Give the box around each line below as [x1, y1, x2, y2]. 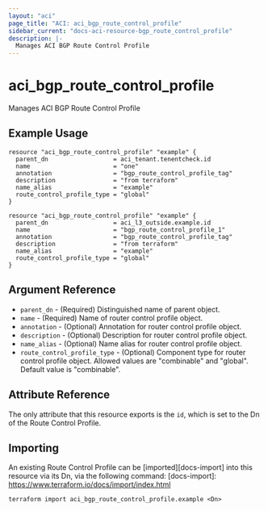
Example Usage [8, 127, 89, 140]
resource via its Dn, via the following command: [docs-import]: [8, 471, 216, 481]
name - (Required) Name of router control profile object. [19, 312, 203, 323]
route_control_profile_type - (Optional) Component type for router [19, 347, 246, 357]
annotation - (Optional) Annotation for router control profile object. [19, 321, 242, 331]
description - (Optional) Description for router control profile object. [19, 330, 248, 340]
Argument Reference [8, 283, 116, 297]
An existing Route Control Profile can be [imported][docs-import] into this [8, 463, 253, 472]
